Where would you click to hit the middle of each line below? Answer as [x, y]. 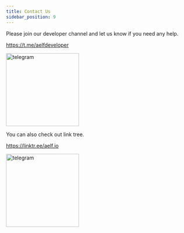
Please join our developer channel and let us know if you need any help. [92, 33]
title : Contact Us [28, 11]
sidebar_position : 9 [31, 17]
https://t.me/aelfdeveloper [37, 45]
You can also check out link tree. [45, 134]
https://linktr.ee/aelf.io [33, 145]
